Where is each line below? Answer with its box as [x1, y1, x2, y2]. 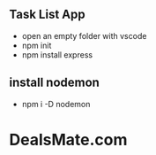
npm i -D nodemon [21, 98, 91, 109]
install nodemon [9, 75, 100, 90]
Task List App [9, 7, 85, 22]
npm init [21, 40, 52, 50]
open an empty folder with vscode [21, 30, 147, 41]
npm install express [21, 49, 93, 60]
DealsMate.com [9, 129, 128, 150]
